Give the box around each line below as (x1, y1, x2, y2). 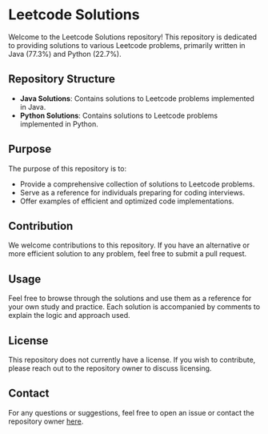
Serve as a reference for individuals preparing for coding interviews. (19, 187, 246, 197)
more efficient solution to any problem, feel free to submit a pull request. (8, 249, 247, 259)
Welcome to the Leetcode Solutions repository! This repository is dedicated (8, 32, 258, 42)
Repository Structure (8, 72, 116, 86)
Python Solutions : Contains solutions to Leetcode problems (19, 111, 218, 120)
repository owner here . (8, 416, 84, 426)
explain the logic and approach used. (8, 311, 130, 320)
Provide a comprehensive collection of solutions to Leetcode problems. (19, 179, 255, 189)
